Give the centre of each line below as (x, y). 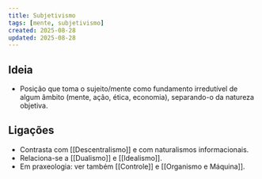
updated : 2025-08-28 (42, 38)
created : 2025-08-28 (42, 30)
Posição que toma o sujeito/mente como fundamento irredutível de (129, 89)
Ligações (31, 130)
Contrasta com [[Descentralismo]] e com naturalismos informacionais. (134, 149)
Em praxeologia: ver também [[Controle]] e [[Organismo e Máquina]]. (132, 166)
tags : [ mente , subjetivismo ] (56, 23)
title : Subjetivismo (42, 15)
